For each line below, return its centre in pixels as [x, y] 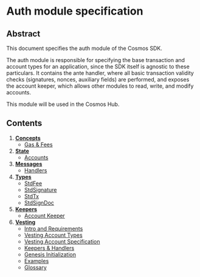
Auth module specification [75, 11]
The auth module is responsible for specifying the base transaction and [96, 60]
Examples [36, 261]
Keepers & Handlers [49, 248]
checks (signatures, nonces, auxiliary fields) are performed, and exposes [98, 79]
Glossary [35, 267]
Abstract [23, 34]
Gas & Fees [38, 144]
